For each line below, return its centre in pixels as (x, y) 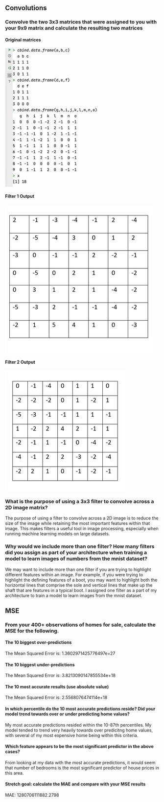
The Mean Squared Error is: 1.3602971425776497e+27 (60, 654)
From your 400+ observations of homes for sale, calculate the (80, 625)
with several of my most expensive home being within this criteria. (72, 735)
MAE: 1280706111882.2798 (32, 795)
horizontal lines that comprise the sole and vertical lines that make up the (79, 585)
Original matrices (23, 40)
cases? (13, 752)
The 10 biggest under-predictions (40, 664)
